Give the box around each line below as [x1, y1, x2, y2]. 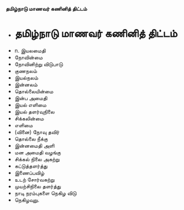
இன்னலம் [14, 81, 38, 88]
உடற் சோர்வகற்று [14, 176, 55, 183]
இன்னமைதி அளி [14, 142, 55, 149]
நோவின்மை [14, 54, 43, 61]
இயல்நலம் [14, 74, 39, 81]
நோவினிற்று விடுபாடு [14, 60, 63, 68]
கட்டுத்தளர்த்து [14, 162, 48, 170]
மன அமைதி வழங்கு [14, 148, 61, 156]
